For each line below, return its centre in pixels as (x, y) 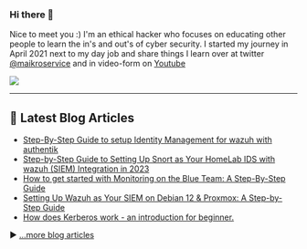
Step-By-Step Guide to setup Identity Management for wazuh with (147, 140)
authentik (40, 150)
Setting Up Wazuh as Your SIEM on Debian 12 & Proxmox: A (134, 198)
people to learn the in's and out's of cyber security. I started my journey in (149, 44)
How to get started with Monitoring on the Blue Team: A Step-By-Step (154, 179)
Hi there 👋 (32, 15)
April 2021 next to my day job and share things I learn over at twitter (137, 54)
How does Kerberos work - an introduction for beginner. (128, 217)
